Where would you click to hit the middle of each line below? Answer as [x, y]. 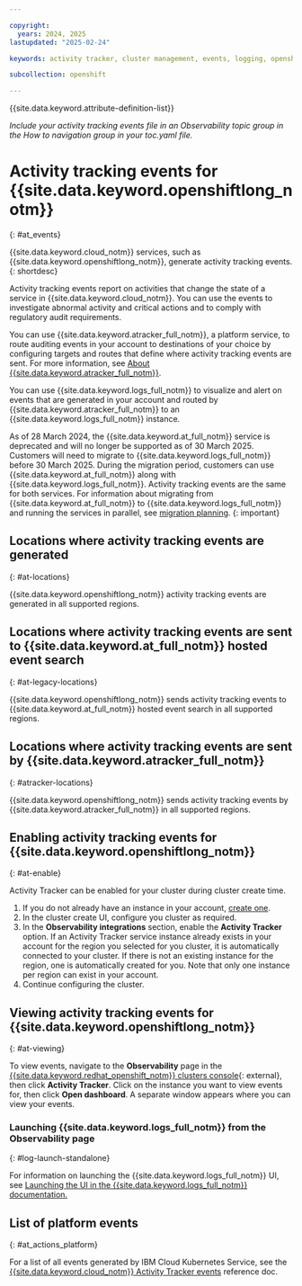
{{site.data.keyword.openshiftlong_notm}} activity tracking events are [138, 594]
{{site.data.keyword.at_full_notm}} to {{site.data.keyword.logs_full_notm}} [146, 504]
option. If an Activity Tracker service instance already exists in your [147, 937]
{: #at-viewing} [37, 1049]
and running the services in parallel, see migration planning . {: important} [145, 513]
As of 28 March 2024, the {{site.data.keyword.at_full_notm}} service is [140, 436]
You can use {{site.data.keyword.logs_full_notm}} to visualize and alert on [146, 390]
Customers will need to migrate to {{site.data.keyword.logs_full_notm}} [140, 456]
